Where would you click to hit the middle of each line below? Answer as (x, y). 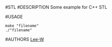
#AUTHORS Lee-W (25, 39)
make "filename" (22, 26)
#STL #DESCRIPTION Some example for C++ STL (56, 7)
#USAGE (14, 17)
